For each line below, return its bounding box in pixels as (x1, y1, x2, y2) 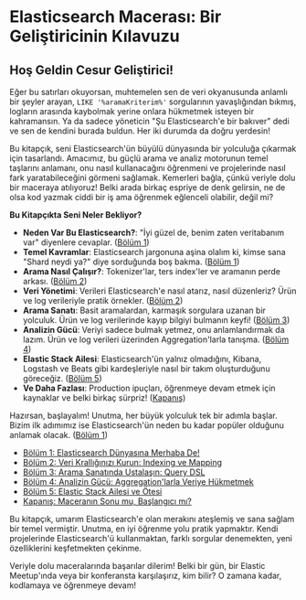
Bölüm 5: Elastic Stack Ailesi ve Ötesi (22, 487, 163, 497)
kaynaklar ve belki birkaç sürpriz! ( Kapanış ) (22, 392, 186, 403)
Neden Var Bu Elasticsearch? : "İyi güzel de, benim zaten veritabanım (22, 227, 285, 238)
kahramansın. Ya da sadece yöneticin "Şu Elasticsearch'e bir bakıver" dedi (9, 116, 290, 126)
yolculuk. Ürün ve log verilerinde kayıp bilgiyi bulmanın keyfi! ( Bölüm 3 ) (22, 315, 290, 326)
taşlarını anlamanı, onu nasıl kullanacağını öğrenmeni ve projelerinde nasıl (9, 163, 286, 173)
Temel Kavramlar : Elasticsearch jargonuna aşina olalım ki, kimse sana (22, 247, 286, 257)
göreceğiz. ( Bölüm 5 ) (22, 373, 102, 383)
